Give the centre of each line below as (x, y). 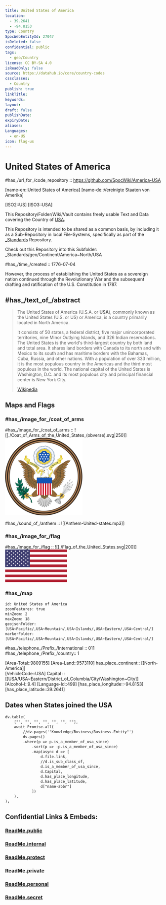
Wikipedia (27, 389)
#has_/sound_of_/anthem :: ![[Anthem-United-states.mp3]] (65, 523)
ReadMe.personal (27, 884)
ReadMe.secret (24, 898)
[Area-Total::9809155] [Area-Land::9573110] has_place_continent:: (73, 663)
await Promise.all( (34, 727)
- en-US (18, 136)
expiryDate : (17, 121)
